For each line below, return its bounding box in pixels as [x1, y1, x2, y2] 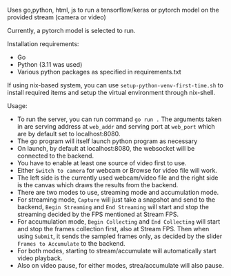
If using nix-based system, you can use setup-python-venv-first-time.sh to [7, 81, 224, 89]
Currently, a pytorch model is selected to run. [7, 27, 136, 34]
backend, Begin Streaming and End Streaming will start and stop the [17, 203, 209, 211]
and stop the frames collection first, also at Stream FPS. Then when [17, 225, 210, 233]
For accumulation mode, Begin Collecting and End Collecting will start [17, 217, 221, 226]
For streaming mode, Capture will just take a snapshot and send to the [17, 195, 216, 204]
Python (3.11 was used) [17, 61, 83, 68]
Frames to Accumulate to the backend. [17, 240, 125, 247]
